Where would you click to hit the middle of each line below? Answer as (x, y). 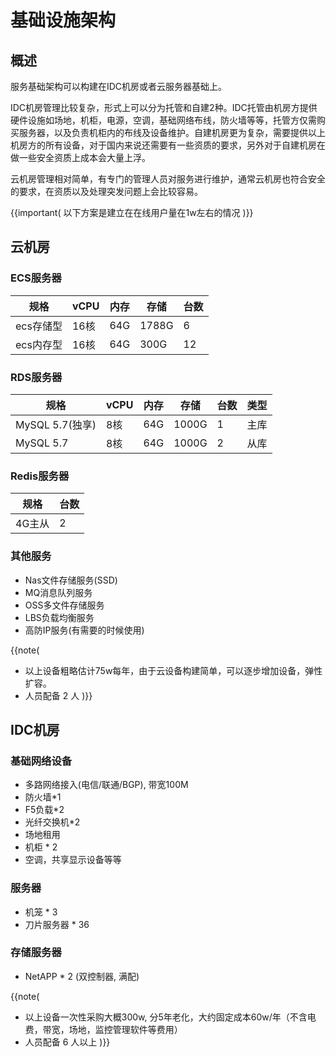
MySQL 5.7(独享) (56, 424)
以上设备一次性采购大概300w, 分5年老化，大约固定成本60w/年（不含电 (170, 1017)
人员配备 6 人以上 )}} (67, 1042)
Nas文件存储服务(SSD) (71, 580)
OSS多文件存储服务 (64, 605)
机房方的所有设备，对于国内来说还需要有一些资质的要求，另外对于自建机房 (163, 145)
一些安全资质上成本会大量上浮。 (84, 157)
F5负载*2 (44, 810)
